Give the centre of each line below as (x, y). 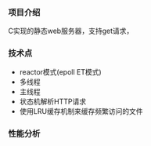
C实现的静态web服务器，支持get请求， (71, 31)
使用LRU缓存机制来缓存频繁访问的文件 (81, 111)
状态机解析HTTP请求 (53, 101)
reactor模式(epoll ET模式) (60, 71)
